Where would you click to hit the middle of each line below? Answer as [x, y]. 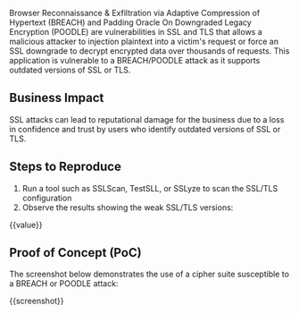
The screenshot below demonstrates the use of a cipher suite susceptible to [149, 274]
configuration [47, 198]
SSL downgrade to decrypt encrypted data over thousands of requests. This [149, 51]
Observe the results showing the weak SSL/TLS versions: [128, 207]
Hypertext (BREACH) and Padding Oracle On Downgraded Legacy [130, 22]
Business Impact [57, 98]
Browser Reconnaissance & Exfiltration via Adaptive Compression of [135, 13]
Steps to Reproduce [66, 167]
